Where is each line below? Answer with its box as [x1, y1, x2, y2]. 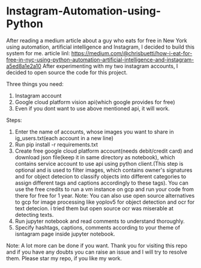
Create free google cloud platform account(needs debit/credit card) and [14, 147, 193, 154]
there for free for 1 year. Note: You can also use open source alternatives [14, 192, 195, 199]
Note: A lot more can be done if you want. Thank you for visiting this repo [6, 242, 188, 249]
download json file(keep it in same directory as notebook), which [14, 153, 175, 160]
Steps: [6, 116, 22, 124]
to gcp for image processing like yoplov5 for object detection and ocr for [14, 198, 195, 206]
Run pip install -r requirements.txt [14, 141, 98, 148]
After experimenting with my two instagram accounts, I [43, 62, 178, 70]
